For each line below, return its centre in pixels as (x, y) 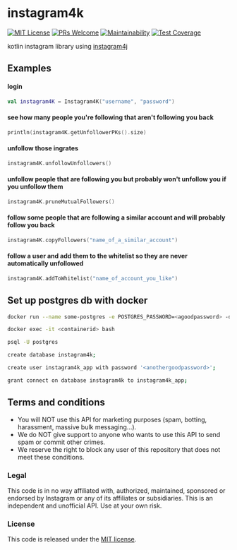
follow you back (31, 225)
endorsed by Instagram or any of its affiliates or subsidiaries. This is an (110, 498)
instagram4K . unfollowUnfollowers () (60, 163)
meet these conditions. (51, 457)
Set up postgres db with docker (78, 300)
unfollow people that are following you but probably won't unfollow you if (117, 179)
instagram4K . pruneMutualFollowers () (61, 202)
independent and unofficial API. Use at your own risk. (85, 506)
